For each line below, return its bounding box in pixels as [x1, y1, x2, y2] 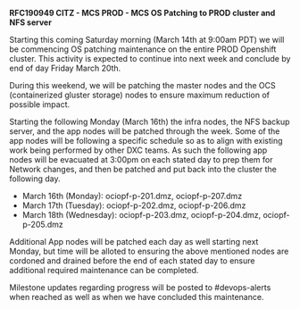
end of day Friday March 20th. [9, 63, 121, 73]
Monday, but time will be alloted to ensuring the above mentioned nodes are [9, 246, 289, 256]
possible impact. [9, 99, 71, 110]
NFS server [9, 17, 52, 28]
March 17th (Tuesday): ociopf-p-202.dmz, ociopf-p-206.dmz [21, 200, 246, 211]
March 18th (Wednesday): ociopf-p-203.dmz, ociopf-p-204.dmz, [21, 210, 262, 220]
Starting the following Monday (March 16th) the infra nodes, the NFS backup [9, 116, 290, 127]
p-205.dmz [21, 219, 64, 230]
